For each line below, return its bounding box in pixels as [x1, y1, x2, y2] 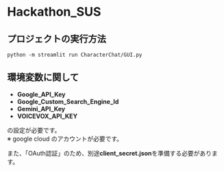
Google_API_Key [16, 90, 66, 98]
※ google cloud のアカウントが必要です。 [7, 134, 123, 143]
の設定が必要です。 [7, 126, 61, 134]
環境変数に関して [7, 72, 79, 83]
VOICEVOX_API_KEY [16, 112, 77, 120]
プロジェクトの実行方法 [7, 33, 106, 44]
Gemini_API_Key [16, 104, 66, 113]
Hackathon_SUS [7, 4, 101, 20]
